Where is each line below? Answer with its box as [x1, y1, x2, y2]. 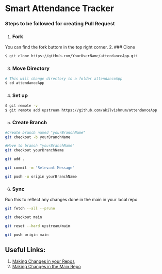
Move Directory [12, 65, 50, 72]
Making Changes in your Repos [12, 258, 75, 264]
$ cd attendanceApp [5, 81, 45, 85]
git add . [5, 157, 25, 161]
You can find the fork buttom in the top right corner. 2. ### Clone [5, 44, 135, 50]
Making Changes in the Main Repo [12, 264, 81, 270]
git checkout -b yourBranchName [5, 134, 70, 140]
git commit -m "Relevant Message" [5, 165, 75, 170]
